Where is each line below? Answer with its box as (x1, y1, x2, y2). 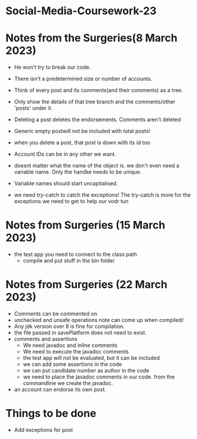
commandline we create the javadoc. (22, 380, 114, 387)
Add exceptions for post (14, 426, 73, 433)
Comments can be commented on (14, 310, 98, 317)
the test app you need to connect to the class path (14, 251, 137, 258)
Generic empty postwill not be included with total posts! (14, 128, 150, 135)
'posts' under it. (14, 105, 53, 112)
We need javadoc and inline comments (22, 342, 118, 349)
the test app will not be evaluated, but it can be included (22, 355, 160, 361)
